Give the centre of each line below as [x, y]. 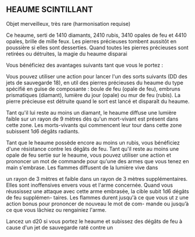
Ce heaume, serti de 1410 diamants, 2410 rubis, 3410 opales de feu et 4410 [97, 35]
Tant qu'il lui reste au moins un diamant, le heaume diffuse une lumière [91, 112]
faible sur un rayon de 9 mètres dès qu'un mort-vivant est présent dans [92, 119]
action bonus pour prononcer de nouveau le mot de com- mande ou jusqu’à [97, 204]
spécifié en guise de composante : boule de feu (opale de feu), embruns [93, 89]
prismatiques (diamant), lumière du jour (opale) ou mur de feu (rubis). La [93, 95]
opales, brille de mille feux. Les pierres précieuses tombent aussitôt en [91, 41]
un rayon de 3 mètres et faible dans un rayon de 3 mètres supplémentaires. [97, 178]
